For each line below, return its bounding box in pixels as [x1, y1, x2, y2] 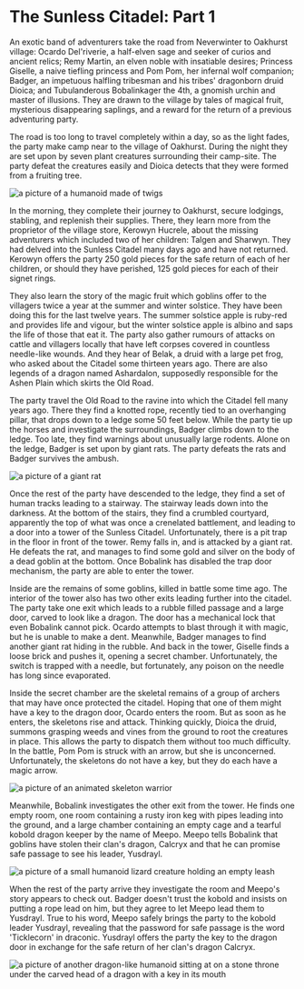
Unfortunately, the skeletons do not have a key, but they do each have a [9, 754, 279, 765]
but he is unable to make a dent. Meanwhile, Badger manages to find [9, 631, 267, 642]
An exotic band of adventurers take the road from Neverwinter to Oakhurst [9, 36, 289, 47]
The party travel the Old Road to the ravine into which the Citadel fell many [9, 395, 289, 405]
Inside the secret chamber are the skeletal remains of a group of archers [9, 687, 280, 698]
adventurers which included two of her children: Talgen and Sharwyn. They [9, 234, 291, 245]
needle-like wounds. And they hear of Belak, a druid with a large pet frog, [9, 348, 284, 359]
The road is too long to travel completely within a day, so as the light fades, [9, 131, 290, 142]
